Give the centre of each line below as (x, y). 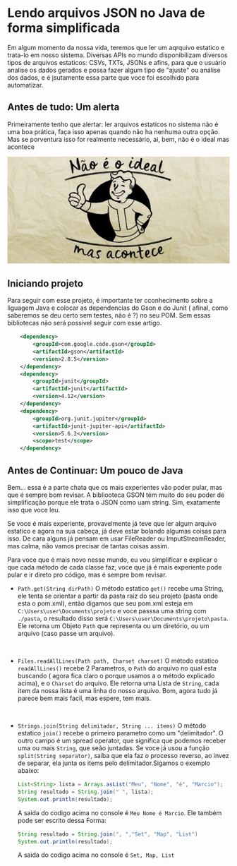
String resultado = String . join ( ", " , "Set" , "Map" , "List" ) (108, 834)
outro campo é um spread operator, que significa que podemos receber (122, 741)
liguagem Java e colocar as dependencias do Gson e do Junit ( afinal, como (118, 308)
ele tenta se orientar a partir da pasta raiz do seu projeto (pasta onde (118, 596)
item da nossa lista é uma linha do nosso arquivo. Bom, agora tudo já (117, 691)
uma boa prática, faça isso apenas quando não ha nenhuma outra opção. (114, 131)
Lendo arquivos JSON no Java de (107, 13)
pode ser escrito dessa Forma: (62, 820)
